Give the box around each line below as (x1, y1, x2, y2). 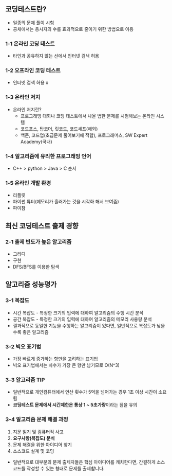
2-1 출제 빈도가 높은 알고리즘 (5, 238, 72, 245)
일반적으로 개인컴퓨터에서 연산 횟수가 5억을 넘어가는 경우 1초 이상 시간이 (12, 389, 158, 395)
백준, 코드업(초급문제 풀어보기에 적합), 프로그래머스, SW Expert (20, 132, 148, 138)
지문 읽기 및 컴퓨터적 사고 (12, 429, 64, 435)
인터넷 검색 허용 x (12, 79, 49, 86)
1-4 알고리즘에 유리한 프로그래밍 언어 (5, 152, 91, 160)
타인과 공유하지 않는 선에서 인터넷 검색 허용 (12, 53, 100, 59)
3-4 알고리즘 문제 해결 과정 (5, 416, 68, 423)
